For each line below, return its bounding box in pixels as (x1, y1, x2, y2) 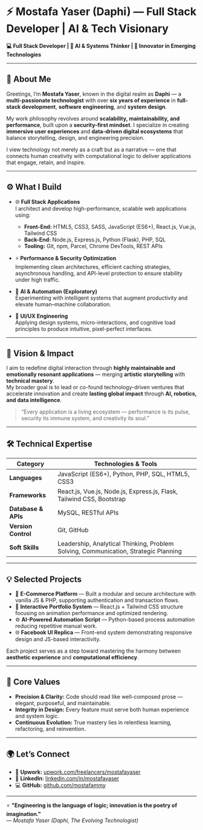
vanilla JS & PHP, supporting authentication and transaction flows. (14, 597, 180, 604)
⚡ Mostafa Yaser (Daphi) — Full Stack (6, 5, 197, 19)
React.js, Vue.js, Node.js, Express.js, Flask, (57, 487, 178, 496)
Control (9, 530, 31, 538)
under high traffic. (14, 276, 60, 283)
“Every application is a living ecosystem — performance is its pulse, (21, 408, 190, 415)
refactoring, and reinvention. (14, 725, 86, 733)
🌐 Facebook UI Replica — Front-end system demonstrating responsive (14, 629, 192, 636)
